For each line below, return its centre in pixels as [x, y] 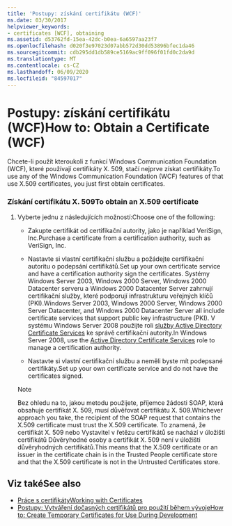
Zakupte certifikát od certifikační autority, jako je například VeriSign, [125, 230]
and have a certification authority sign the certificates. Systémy [119, 273]
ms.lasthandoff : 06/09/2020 [48, 72]
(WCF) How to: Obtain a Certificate [109, 128]
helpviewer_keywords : [39, 26]
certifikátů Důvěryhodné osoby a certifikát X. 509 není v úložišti [109, 440]
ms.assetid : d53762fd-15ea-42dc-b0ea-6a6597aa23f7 [82, 40]
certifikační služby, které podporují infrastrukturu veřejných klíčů [120, 296]
